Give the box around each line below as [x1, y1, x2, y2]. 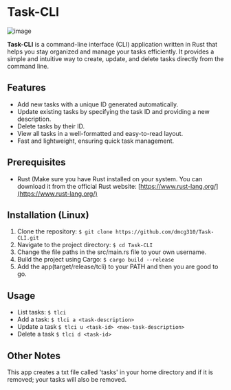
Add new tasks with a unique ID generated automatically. [16, 100, 179, 108]
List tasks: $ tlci [16, 308, 67, 317]
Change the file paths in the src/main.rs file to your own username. [16, 248, 207, 256]
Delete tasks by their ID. [16, 122, 85, 130]
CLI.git [16, 235, 39, 242]
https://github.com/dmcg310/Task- [115, 229, 214, 236]
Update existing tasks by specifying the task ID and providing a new [16, 107, 210, 115]
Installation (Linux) [7, 209, 89, 220]
